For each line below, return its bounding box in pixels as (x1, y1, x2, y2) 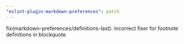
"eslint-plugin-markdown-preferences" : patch (6, 8, 119, 15)
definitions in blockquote (6, 31, 66, 38)
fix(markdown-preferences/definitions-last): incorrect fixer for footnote (6, 25, 179, 32)
